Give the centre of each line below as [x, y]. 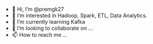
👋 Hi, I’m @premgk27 [38, 9]
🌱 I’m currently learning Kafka [48, 22]
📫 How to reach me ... [39, 35]
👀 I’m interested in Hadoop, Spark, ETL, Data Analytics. [79, 15]
